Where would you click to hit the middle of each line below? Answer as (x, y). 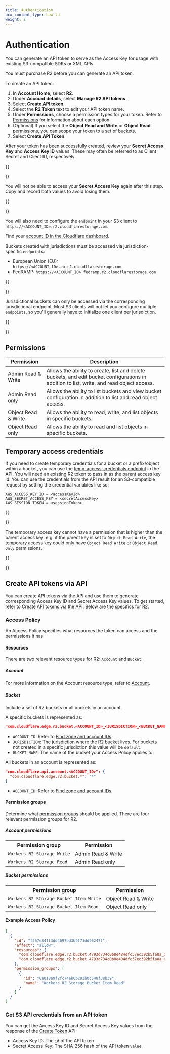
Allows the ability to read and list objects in (97, 427)
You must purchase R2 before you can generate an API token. (70, 73)
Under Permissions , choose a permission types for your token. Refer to (87, 115)
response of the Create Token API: (41, 1031)
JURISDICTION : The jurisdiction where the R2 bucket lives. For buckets (85, 742)
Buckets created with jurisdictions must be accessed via (64, 246)
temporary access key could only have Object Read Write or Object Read (81, 543)
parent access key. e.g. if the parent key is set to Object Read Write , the (80, 537)
